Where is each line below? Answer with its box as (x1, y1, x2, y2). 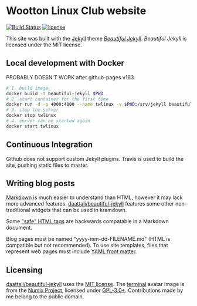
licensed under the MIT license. (6, 41, 82, 48)
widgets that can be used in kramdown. (31, 207, 127, 214)
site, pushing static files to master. (6, 162, 89, 169)
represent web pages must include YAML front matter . (6, 248, 137, 255)
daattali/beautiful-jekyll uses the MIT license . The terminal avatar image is (6, 281, 185, 288)
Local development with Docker (6, 58, 124, 68)
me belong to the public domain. (6, 293, 84, 300)
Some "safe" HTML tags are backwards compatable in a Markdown (6, 218, 169, 225)
